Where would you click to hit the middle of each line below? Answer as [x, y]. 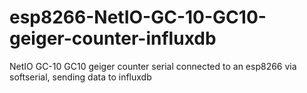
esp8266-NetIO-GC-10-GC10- [138, 17]
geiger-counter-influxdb [113, 38]
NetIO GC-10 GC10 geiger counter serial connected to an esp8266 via [153, 66]
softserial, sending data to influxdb [80, 77]
